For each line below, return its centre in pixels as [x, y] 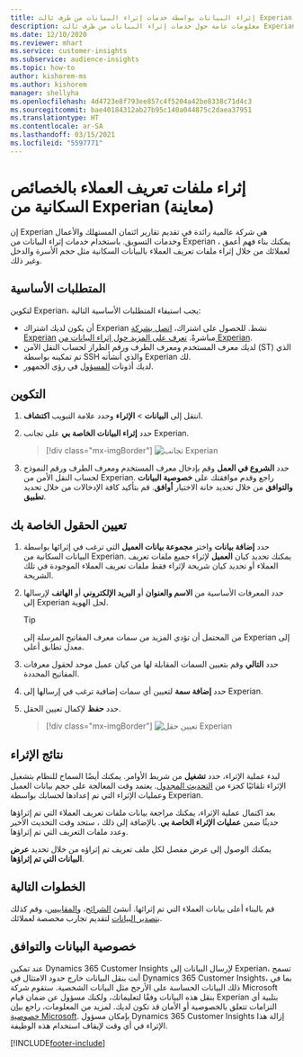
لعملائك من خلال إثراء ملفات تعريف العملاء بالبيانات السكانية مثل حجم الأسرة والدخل [150, 251]
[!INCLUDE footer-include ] [58, 1043]
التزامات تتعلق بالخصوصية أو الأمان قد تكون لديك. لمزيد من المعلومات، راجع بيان [144, 1006]
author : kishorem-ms [49, 76]
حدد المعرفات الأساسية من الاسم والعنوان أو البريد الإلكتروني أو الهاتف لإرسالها [153, 593]
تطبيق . [35, 497]
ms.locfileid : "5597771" [57, 143]
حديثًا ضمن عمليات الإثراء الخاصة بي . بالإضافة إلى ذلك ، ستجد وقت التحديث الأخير [145, 822]
